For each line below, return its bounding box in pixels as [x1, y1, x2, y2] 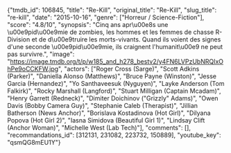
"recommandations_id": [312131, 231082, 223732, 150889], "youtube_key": [7, 131, 221, 139]
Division [7, 35, 31, 44]
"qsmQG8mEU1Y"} [7, 138, 61, 146]
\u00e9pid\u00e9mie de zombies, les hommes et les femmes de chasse [7, 28, 214, 36]
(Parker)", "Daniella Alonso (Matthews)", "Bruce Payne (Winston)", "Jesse [7, 72, 217, 80]
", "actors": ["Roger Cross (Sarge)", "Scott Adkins [58, 65, 200, 73]
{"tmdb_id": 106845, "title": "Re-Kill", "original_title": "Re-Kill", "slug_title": [7, 6, 217, 14]
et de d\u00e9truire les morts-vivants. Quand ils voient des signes [31, 35, 221, 44]
